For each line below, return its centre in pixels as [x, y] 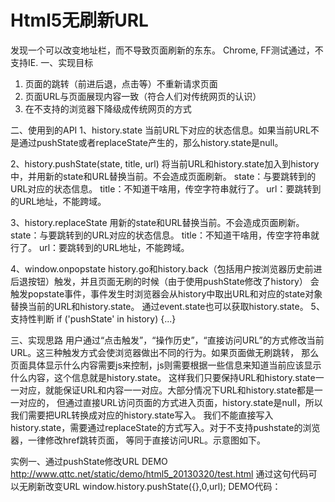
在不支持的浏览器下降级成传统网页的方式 [108, 108]
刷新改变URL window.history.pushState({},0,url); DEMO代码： [154, 486]
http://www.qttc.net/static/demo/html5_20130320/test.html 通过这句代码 [159, 473]
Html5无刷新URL [79, 20]
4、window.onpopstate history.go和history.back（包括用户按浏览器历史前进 [166, 268]
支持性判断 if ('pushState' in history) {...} [93, 318]
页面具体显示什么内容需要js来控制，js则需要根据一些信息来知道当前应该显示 [166, 365]
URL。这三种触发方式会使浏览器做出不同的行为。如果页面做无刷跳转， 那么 [165, 352]
